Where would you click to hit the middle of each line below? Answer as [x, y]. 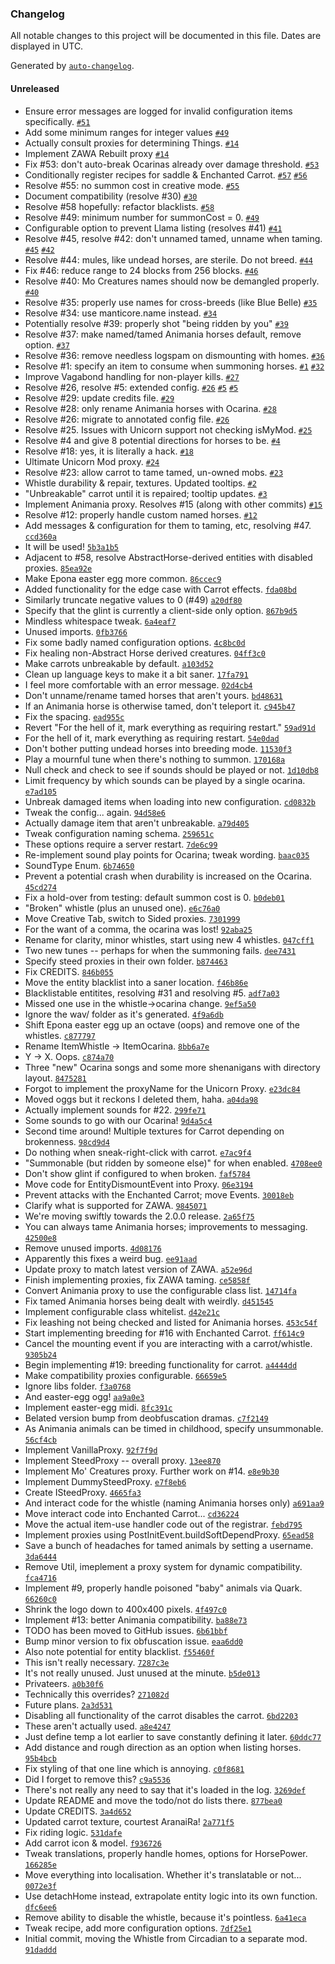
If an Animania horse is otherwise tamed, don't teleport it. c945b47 [160, 706]
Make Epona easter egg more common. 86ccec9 [123, 578]
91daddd [40, 1950]
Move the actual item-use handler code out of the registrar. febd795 [163, 1524]
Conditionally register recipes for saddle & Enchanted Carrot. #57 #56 [166, 174]
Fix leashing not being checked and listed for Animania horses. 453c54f [171, 1322]
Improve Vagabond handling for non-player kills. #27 [132, 376]
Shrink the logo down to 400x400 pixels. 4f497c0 [125, 1609]
